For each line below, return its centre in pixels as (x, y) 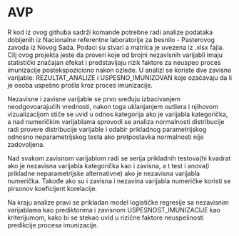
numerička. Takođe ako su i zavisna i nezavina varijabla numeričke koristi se (119, 181)
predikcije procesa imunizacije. (53, 225)
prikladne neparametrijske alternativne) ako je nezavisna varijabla (104, 173)
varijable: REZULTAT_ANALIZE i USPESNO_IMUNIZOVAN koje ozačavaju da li (120, 77)
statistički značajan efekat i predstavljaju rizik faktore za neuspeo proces (114, 62)
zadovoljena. (26, 144)
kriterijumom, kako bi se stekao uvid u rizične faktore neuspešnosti (106, 217)
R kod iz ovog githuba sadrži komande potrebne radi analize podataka (110, 32)
